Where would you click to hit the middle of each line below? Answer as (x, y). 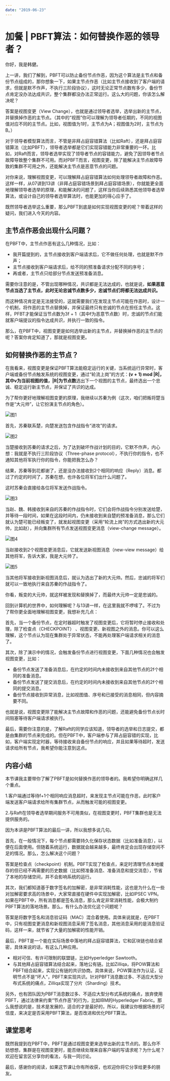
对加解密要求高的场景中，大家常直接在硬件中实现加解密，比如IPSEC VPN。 (83, 894)
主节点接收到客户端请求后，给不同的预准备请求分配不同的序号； (79, 267)
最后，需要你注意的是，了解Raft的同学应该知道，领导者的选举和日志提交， (83, 729)
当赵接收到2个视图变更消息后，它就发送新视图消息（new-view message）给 (84, 550)
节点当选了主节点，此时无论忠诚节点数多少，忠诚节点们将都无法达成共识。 (83, 291)
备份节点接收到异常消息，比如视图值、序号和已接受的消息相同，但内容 (86, 695)
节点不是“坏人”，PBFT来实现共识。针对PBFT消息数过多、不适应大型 (88, 977)
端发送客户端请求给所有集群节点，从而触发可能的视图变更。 (67, 802)
